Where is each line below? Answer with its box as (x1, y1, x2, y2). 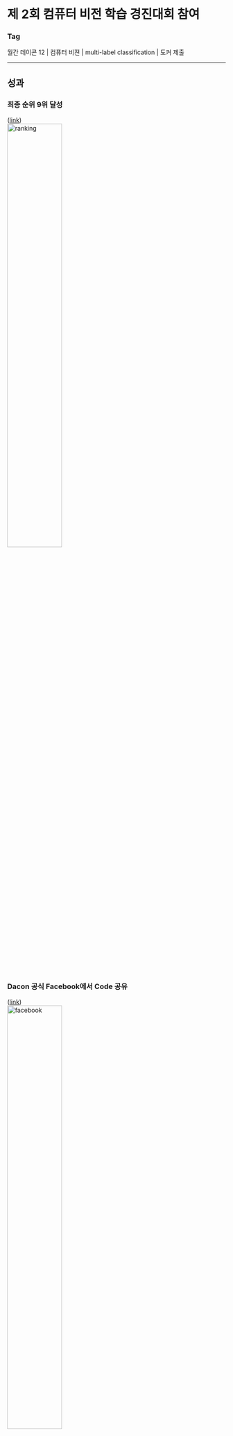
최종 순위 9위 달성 (7, 99, 63, 109)
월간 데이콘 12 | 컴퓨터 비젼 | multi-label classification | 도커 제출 (7, 48, 185, 56)
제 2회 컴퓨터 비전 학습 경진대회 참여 (7, 6, 200, 22)
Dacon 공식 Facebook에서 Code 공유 (7, 981, 128, 991)
